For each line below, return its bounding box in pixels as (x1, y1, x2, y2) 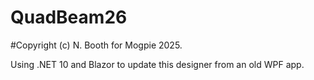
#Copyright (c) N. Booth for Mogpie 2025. (10, 39, 183, 51)
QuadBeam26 (10, 6, 128, 29)
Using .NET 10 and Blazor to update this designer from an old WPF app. (10, 58, 305, 70)
